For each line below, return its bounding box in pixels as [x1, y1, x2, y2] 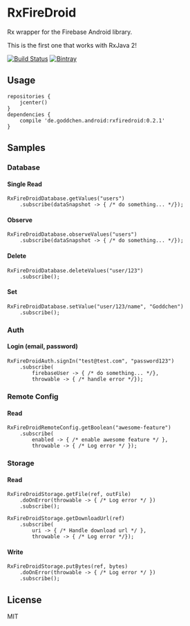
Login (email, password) [7, 342, 78, 351]
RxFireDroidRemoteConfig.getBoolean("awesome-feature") [7, 424, 171, 432]
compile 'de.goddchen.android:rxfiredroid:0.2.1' [19, 117, 166, 124]
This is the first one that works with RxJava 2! [7, 41, 137, 49]
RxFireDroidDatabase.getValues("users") [7, 195, 126, 202]
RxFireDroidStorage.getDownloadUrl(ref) [7, 515, 126, 522]
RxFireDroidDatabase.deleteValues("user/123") [7, 267, 144, 274]
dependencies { [7, 111, 51, 118]
